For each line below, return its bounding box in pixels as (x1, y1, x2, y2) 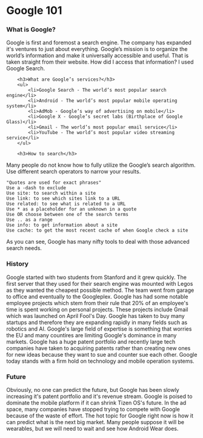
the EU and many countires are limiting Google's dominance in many (6, 331, 177, 339)
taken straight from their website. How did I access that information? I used (6, 58, 194, 66)
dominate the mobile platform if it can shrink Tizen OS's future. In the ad (6, 399, 187, 406)
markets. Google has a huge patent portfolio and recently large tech (6, 338, 176, 345)
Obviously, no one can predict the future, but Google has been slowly (6, 386, 180, 394)
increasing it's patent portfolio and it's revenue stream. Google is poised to (6, 393, 193, 400)
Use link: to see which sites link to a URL (6, 195, 121, 202)
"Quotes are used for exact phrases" (6, 180, 102, 186)
